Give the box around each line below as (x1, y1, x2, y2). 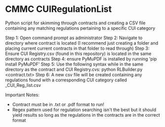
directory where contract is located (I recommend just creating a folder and (5, 40, 159, 46)
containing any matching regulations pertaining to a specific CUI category (5, 25, 156, 31)
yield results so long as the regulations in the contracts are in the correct (12, 112, 160, 118)
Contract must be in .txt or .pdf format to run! (12, 101, 105, 107)
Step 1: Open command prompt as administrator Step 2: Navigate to (5, 35, 143, 41)
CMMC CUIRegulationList (5, 3, 112, 15)
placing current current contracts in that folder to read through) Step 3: (5, 45, 150, 51)
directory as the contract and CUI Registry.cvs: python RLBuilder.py (5, 66, 143, 72)
